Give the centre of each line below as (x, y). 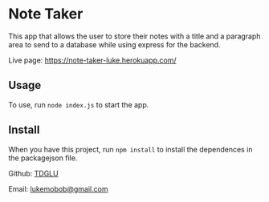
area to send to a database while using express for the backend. (114, 44)
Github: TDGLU (33, 173)
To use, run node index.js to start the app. (79, 104)
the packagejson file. (43, 158)
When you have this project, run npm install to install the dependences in (130, 149)
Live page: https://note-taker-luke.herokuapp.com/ (92, 60)
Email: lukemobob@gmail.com (58, 188)
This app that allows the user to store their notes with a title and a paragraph (134, 36)
